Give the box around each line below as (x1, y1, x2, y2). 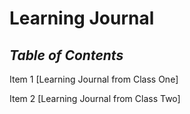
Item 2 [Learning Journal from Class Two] (9, 93, 181, 104)
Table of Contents (9, 47, 124, 64)
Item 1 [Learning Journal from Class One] (9, 73, 179, 85)
